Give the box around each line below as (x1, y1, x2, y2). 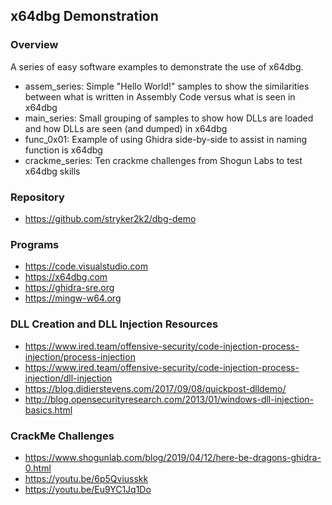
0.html (24, 462, 52, 474)
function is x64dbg (24, 144, 103, 156)
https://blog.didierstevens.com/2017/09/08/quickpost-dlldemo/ (24, 382, 287, 394)
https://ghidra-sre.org (24, 282, 115, 294)
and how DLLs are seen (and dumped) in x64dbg (24, 122, 228, 134)
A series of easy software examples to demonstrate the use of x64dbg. (10, 60, 304, 73)
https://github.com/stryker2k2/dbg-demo (24, 212, 197, 224)
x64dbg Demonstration (10, 8, 159, 25)
